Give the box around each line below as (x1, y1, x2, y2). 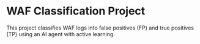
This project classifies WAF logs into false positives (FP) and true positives (6, 24, 194, 31)
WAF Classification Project (6, 4, 146, 18)
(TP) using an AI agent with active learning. (6, 30, 115, 37)
